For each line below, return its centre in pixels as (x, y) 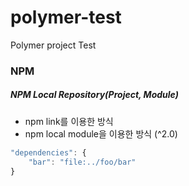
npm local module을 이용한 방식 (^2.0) (101, 133)
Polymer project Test (53, 45)
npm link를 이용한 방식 (69, 121)
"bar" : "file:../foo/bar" (82, 162)
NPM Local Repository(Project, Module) (94, 95)
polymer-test (66, 17)
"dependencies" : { (48, 152)
